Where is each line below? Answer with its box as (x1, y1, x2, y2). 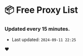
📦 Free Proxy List (4, 4, 78, 16)
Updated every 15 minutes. (4, 26, 70, 33)
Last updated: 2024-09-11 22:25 (11, 37, 77, 43)
